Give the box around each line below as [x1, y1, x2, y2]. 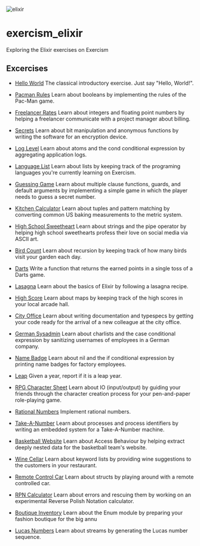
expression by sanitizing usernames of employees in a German [14, 336, 170, 343]
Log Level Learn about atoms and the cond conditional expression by [14, 144, 185, 152]
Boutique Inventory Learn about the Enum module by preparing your [14, 509, 183, 516]
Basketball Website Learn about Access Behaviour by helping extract [14, 437, 185, 445]
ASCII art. [14, 235, 39, 242]
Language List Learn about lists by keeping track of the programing [14, 162, 181, 169]
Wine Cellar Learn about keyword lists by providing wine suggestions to [14, 455, 192, 462]
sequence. [14, 533, 41, 540]
